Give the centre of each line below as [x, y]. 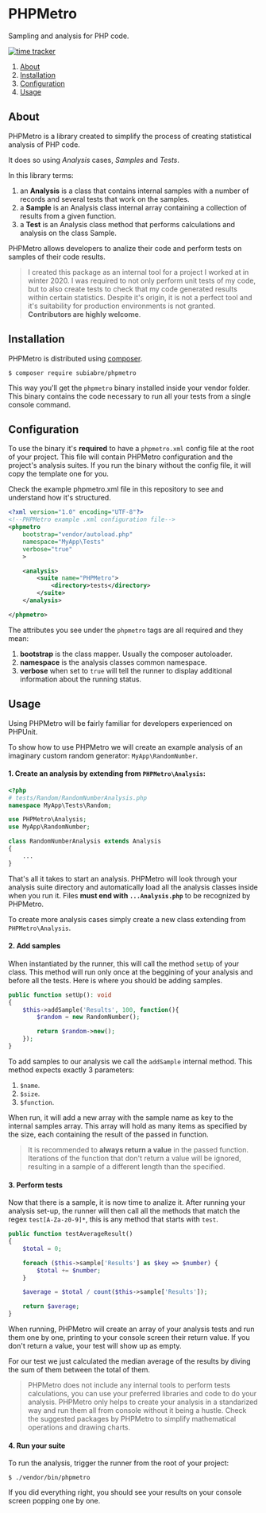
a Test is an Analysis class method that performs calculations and [127, 224]
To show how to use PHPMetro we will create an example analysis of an [126, 747]
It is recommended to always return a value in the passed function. [138, 1149]
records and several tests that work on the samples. [104, 199]
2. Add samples [35, 946]
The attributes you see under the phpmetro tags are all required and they [126, 630]
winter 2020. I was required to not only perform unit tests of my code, [142, 280]
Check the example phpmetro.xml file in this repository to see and [116, 489]
